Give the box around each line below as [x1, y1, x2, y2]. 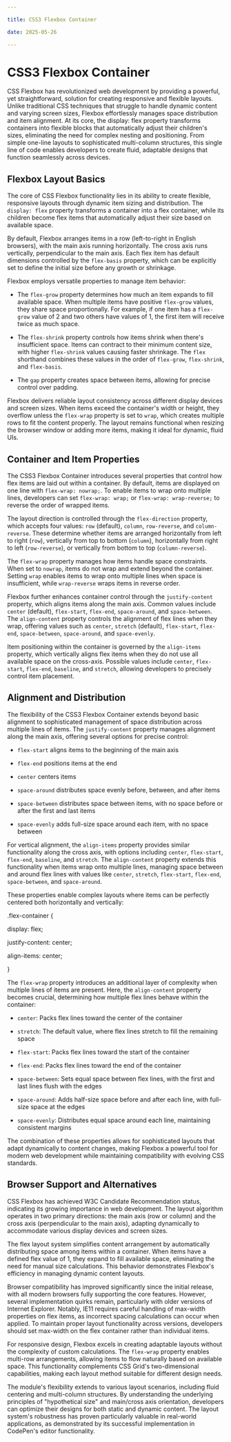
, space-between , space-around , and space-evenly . [16, 629, 156, 637]
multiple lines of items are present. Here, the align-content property [7, 986, 201, 994]
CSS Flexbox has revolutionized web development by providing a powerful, [7, 87, 221, 95]
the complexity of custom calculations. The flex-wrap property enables [7, 1347, 210, 1356]
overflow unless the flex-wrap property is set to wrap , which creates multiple [7, 412, 225, 420]
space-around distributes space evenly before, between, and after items [17, 785, 221, 794]
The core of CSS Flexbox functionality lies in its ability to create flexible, [7, 191, 212, 200]
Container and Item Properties [7, 453, 140, 465]
